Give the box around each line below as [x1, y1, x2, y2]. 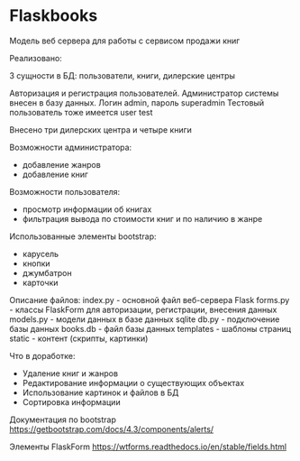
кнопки [22, 258, 51, 269]
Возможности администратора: [9, 142, 132, 152]
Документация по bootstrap [9, 414, 117, 425]
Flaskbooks [9, 5, 98, 26]
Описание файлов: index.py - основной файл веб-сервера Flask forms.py [9, 294, 290, 305]
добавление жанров [22, 159, 101, 170]
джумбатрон [22, 267, 72, 278]
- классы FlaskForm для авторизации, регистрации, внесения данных [9, 304, 277, 315]
